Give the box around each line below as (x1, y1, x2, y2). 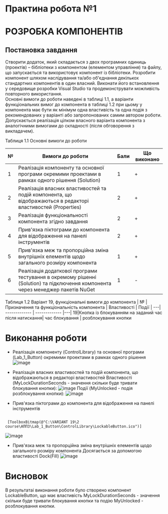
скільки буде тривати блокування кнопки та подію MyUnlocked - (5, 498, 143, 504)
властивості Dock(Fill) (12, 453, 59, 459)
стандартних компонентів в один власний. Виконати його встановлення (5, 80, 159, 86)
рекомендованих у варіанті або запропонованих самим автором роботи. (5, 112, 162, 118)
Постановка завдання (5, 45, 77, 54)
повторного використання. (5, 91, 62, 97)
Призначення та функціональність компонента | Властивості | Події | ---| (5, 304, 161, 310)
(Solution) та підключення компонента (18, 280, 111, 287)
